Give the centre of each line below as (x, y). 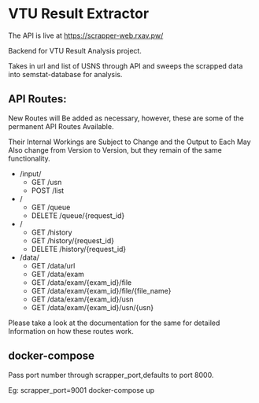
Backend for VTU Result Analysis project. (75, 50)
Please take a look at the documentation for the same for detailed (114, 323)
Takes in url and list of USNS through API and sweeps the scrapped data (126, 66)
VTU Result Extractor (79, 14)
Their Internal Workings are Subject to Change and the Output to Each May (129, 142)
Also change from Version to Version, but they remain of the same (115, 150)
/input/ (30, 173)
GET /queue (51, 207)
